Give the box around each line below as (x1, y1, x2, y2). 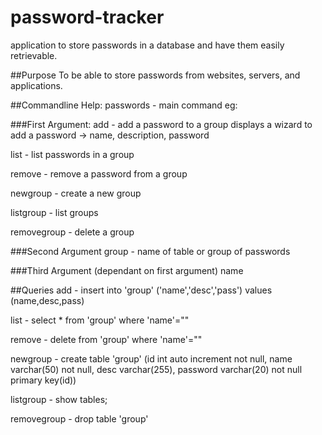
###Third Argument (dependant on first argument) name (10, 264, 244, 276)
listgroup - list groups (10, 206, 99, 218)
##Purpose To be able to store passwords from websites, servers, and (10, 69, 301, 81)
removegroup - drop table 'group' (10, 412, 149, 425)
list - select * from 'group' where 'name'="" (10, 314, 190, 326)
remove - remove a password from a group (10, 167, 188, 180)
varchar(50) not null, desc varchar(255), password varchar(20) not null (10, 363, 303, 375)
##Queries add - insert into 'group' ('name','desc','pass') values (10, 284, 273, 296)
